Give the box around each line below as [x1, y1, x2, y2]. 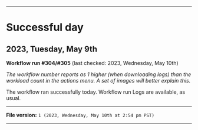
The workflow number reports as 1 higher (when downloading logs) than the [6, 71, 192, 78]
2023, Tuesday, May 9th [6, 44, 97, 54]
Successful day [6, 21, 84, 34]
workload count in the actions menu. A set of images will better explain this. [6, 77, 191, 84]
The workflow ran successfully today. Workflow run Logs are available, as [6, 88, 186, 95]
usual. [6, 95, 21, 101]
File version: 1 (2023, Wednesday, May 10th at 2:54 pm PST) [6, 112, 155, 118]
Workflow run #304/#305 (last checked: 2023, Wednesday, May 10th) [6, 60, 179, 66]
